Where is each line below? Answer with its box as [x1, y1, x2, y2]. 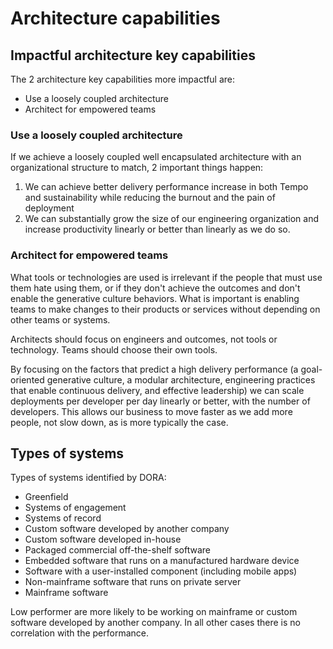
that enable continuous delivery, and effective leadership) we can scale [10, 384, 305, 396]
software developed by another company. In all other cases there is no [10, 617, 301, 629]
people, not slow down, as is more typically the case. [10, 416, 229, 428]
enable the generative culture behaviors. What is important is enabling [10, 292, 300, 304]
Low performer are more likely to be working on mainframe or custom [10, 606, 298, 618]
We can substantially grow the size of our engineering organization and [24, 213, 320, 225]
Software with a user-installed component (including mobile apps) [24, 565, 298, 577]
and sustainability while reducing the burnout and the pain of [24, 192, 276, 204]
